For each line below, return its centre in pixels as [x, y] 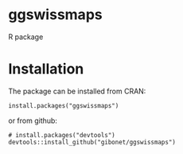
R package [26, 37]
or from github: [33, 120]
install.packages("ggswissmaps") [64, 105]
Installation [46, 69]
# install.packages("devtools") [62, 135]
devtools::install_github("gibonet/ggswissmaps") [92, 142]
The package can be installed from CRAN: [77, 91]
